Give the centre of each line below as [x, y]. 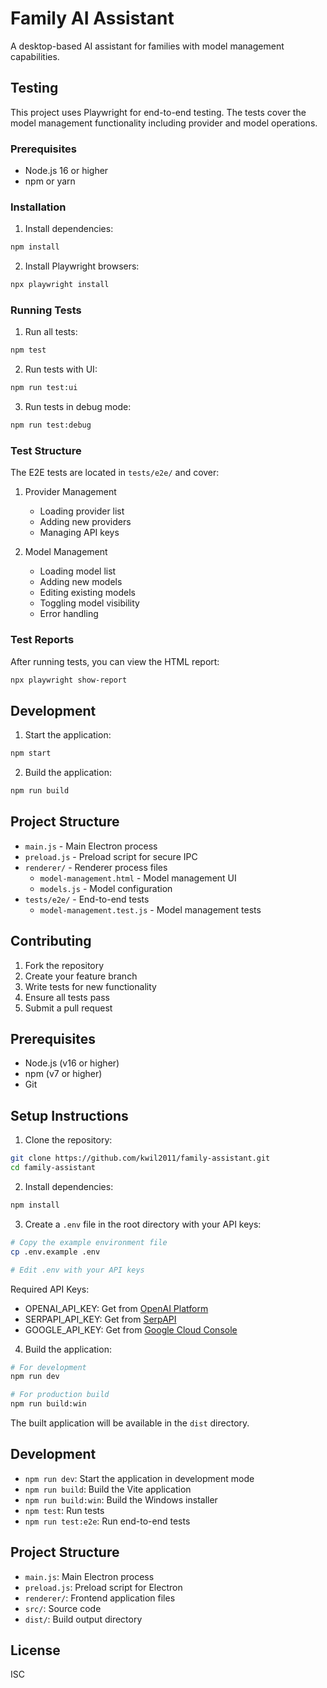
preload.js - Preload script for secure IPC [111, 856]
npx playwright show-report [69, 680]
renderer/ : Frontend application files [100, 1598]
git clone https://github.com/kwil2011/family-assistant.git [140, 1158]
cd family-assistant [53, 1168]
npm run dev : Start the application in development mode [139, 1478]
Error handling [69, 614]
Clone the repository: [68, 1140]
